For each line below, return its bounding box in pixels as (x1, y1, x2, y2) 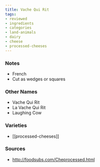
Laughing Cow (12, 110, 42, 116)
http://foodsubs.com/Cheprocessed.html (12, 156, 95, 162)
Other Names (5, 88, 38, 95)
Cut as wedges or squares (12, 76, 66, 82)
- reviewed (5, 16, 27, 21)
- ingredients (5, 21, 34, 26)
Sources (5, 145, 25, 152)
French (12, 71, 27, 76)
